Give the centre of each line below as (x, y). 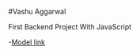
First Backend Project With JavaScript (70, 27)
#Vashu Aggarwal (37, 12)
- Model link (27, 42)
